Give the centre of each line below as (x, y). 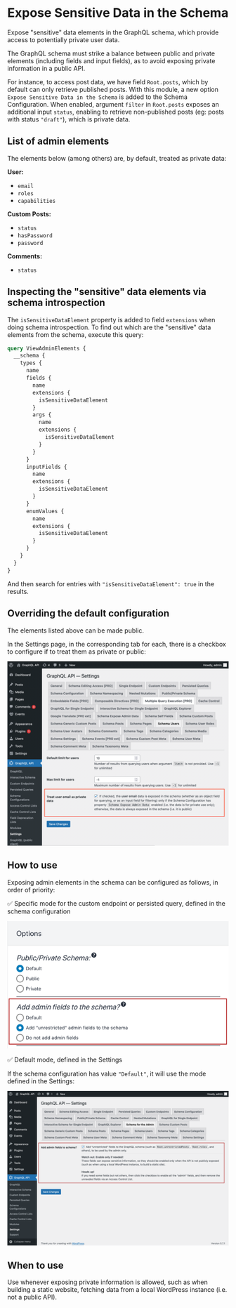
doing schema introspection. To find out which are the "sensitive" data (109, 327)
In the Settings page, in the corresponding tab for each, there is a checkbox (117, 644)
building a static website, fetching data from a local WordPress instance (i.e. (117, 1289)
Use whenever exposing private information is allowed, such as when (108, 1282)
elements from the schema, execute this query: (76, 334)
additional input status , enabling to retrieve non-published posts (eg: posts (116, 112)
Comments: (25, 256)
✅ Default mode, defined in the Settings (65, 1059)
